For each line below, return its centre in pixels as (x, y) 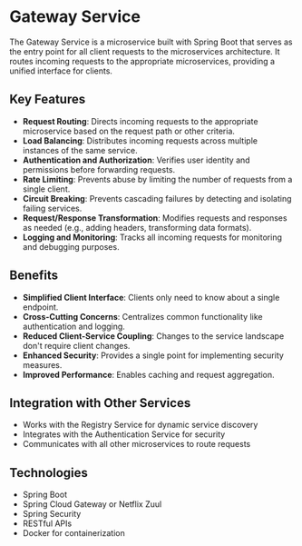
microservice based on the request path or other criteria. (129, 131)
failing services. (52, 208)
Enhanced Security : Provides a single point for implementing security (153, 355)
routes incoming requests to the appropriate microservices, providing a (142, 61)
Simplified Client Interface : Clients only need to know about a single (151, 297)
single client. (46, 189)
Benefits (34, 276)
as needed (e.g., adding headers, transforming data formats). (137, 227)
